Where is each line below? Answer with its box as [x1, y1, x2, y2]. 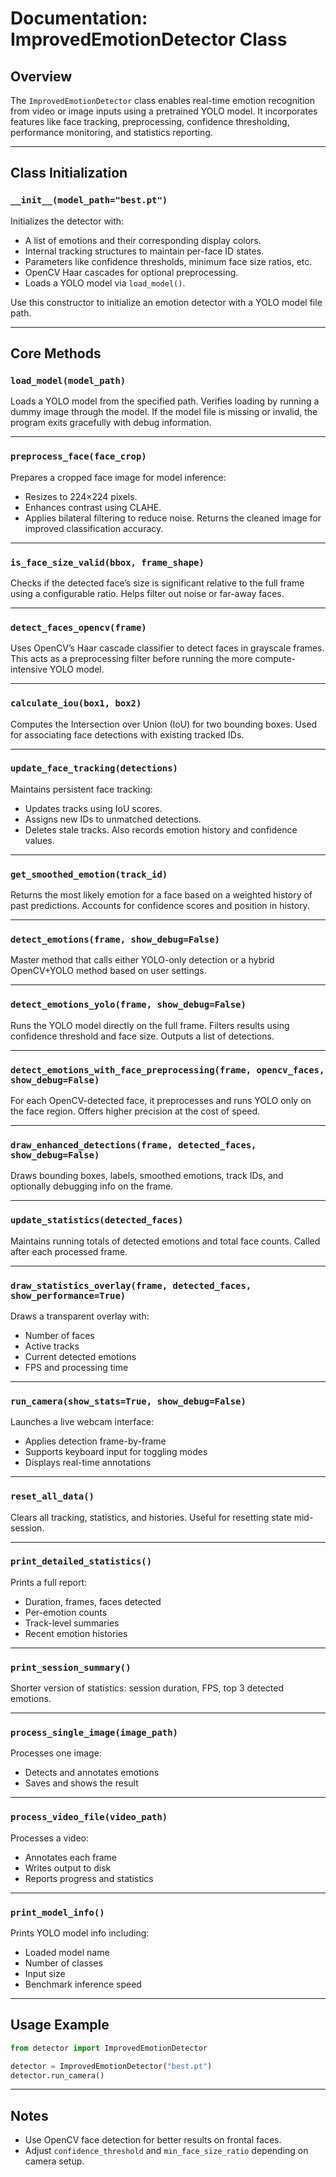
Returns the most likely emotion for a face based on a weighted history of [10, 889, 313, 901]
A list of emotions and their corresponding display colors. [24, 234, 262, 246]
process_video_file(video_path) [10, 1812, 168, 1823]
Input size [24, 1968, 66, 1980]
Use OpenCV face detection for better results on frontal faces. [24, 2134, 282, 2146]
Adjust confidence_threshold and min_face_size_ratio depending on [24, 2145, 309, 2157]
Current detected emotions [24, 1350, 137, 1362]
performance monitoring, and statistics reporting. [10, 127, 213, 138]
